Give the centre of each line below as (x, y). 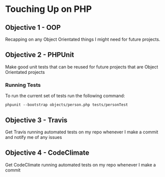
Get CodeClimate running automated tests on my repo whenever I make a (81, 165)
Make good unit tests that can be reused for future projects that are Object (82, 67)
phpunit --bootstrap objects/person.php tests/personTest (67, 105)
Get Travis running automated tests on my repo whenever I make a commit (82, 132)
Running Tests (23, 85)
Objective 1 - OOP (33, 28)
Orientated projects (25, 72)
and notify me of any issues (34, 137)
